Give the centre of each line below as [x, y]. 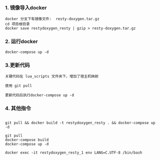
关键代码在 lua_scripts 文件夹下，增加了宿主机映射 [52, 76]
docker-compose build [27, 140]
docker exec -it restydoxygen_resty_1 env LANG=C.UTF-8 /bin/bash [74, 153]
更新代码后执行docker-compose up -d [40, 95]
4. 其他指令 [18, 108]
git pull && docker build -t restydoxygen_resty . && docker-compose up [80, 123]
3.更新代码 [18, 65]
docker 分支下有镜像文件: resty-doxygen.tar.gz [52, 19]
